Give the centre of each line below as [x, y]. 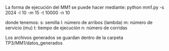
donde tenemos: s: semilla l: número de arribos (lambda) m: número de [79, 22]
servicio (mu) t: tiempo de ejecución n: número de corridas [66, 28]
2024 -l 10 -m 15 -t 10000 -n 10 [38, 13]
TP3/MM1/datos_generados [34, 43]
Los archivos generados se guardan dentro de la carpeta [64, 38]
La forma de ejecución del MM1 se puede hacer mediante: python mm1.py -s [85, 7]
